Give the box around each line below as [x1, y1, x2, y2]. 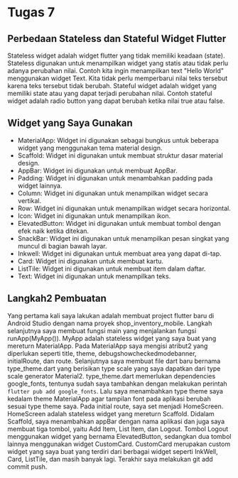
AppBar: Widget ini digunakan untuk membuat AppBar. [17, 166, 178, 175]
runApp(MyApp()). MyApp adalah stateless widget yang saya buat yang [7, 334, 217, 342]
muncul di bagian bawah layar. [17, 241, 107, 250]
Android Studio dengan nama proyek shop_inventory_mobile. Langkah [7, 319, 212, 327]
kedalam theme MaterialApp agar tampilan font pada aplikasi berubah [7, 394, 211, 403]
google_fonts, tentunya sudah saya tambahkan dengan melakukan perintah [7, 379, 227, 388]
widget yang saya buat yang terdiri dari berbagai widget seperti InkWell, [7, 447, 218, 455]
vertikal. [17, 196, 41, 205]
